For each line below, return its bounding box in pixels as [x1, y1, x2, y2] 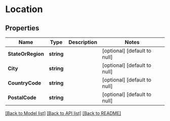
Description [68, 39, 98, 46]
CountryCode [8, 79, 41, 87]
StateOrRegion [8, 51, 45, 57]
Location [5, 4, 43, 15]
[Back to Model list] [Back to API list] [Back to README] [5, 110, 121, 116]
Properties [5, 24, 39, 32]
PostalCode [8, 94, 36, 101]
